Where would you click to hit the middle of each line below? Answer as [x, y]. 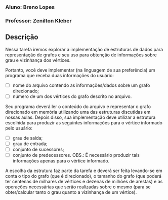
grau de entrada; [30, 144]
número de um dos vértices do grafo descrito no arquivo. [72, 96]
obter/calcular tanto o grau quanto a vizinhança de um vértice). [71, 192]
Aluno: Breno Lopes [30, 7]
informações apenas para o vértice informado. [61, 161]
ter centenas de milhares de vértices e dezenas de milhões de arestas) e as [84, 182]
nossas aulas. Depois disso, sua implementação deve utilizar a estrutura [80, 117]
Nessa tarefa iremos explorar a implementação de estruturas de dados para [84, 49]
